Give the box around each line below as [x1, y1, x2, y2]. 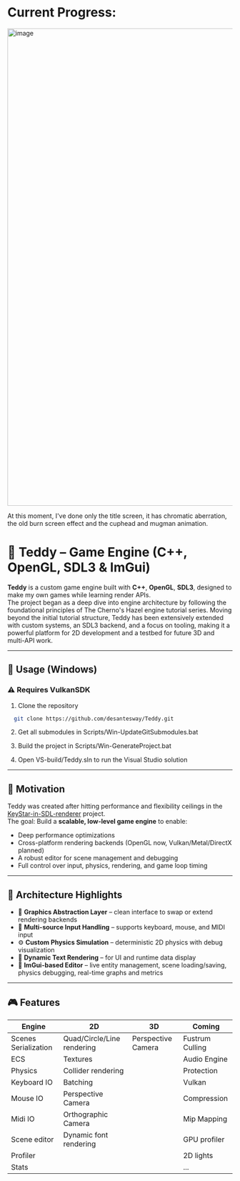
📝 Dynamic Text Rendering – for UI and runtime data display [17, 953, 196, 962]
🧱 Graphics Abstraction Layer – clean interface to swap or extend [17, 908, 213, 917]
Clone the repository [17, 701, 79, 709]
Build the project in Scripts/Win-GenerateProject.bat [17, 742, 171, 750]
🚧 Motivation [7, 783, 66, 795]
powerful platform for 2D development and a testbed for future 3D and [7, 628, 215, 637]
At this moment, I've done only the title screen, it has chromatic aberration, [7, 512, 227, 520]
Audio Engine [183, 1054, 229, 1064]
